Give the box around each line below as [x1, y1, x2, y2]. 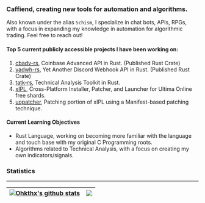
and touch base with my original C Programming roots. [15, 138, 153, 146]
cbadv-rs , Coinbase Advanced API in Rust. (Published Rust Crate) [15, 59, 181, 66]
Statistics [6, 166, 35, 175]
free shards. [15, 91, 46, 99]
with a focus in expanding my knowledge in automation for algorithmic [6, 25, 183, 32]
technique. [15, 104, 43, 112]
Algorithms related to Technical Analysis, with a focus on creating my [15, 145, 189, 152]
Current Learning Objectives [6, 118, 81, 126]
